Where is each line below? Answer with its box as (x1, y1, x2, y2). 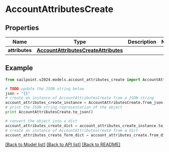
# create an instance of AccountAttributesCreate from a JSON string (5, 95, 154, 101)
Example (5, 64, 33, 72)
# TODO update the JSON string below (5, 86, 84, 91)
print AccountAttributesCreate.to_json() (5, 109, 94, 115)
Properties (5, 24, 39, 32)
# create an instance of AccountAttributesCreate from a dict (5, 128, 138, 133)
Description (128, 39, 157, 45)
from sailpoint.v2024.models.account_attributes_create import (5, 77, 141, 82)
